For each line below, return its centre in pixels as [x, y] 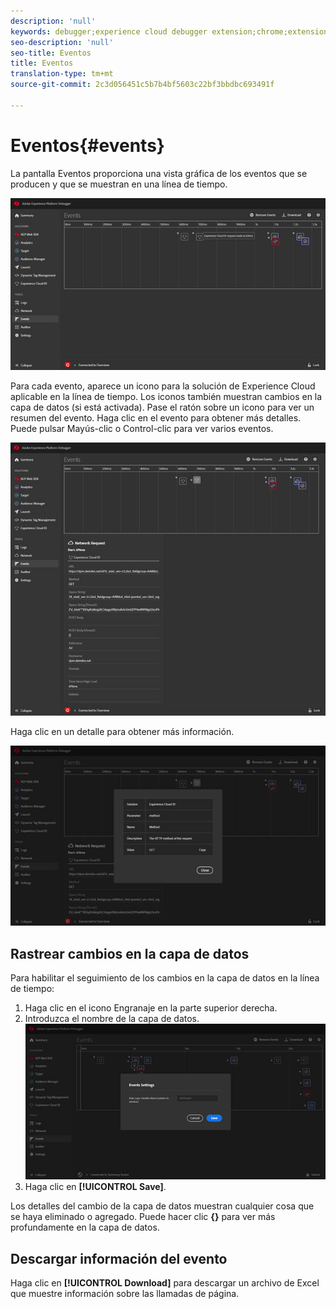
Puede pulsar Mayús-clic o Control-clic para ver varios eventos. [142, 428]
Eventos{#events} [87, 145]
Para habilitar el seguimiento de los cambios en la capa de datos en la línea [165, 977]
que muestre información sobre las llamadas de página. [125, 1294]
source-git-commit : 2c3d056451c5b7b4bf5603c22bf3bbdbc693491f [142, 85]
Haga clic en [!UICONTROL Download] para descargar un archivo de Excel [165, 1283]
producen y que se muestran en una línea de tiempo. [119, 184]
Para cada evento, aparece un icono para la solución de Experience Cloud [163, 386]
